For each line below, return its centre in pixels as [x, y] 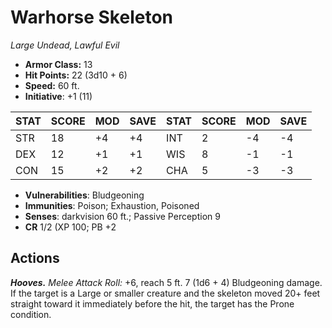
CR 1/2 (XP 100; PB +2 [70, 227]
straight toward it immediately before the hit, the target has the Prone [152, 303]
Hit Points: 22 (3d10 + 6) [76, 75]
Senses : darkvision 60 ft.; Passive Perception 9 [122, 216]
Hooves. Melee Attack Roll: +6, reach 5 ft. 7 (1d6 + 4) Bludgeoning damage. [166, 282]
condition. [31, 314]
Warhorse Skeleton [92, 17]
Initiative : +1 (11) [58, 96]
